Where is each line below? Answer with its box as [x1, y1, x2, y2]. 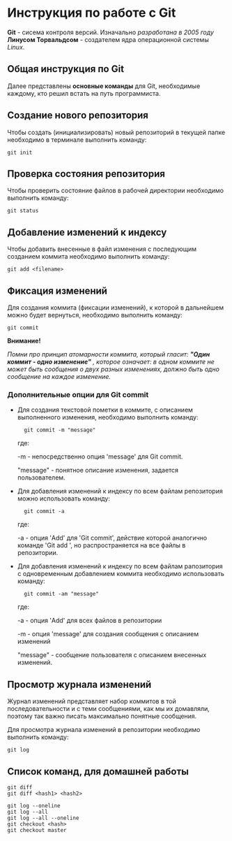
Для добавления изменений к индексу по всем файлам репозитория [17, 487, 223, 496]
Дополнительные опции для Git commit [7, 389, 149, 399]
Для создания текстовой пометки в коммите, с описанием [17, 405, 194, 414]
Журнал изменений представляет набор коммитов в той [7, 697, 176, 705]
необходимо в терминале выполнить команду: [7, 135, 147, 144]
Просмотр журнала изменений [7, 678, 152, 690]
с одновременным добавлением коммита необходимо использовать [17, 570, 224, 578]
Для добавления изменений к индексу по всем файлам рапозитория [17, 562, 223, 570]
